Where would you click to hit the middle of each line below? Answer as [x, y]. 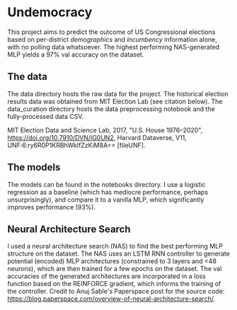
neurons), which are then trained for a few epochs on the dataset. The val [115, 269]
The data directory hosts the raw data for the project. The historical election [118, 93]
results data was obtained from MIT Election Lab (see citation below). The [115, 101]
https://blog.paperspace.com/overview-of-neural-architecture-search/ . [111, 299]
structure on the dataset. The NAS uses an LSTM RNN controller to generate [118, 254]
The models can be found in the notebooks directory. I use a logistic [106, 184]
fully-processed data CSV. [46, 116]
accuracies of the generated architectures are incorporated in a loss [107, 276]
